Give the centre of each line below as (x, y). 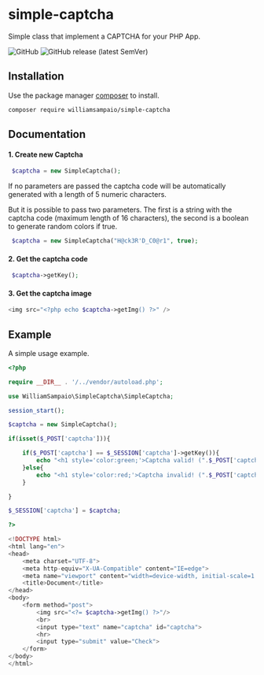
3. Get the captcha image (50, 293)
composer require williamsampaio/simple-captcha (89, 109)
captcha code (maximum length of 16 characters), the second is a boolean (128, 218)
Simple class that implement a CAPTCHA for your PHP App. (104, 36)
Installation (36, 76)
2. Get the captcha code (48, 258)
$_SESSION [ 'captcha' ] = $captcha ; (65, 511)
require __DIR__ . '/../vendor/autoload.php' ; (86, 382)
